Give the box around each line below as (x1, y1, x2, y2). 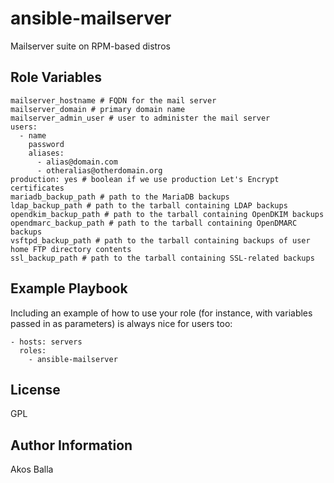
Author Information (10, 437, 133, 454)
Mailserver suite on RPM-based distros (10, 40, 171, 52)
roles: (19, 345, 47, 356)
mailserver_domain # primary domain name (10, 104, 186, 114)
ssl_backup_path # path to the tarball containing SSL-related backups (10, 253, 315, 263)
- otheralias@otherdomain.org (36, 165, 163, 176)
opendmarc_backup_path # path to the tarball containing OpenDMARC (10, 218, 298, 228)
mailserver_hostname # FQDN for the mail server (10, 95, 217, 106)
